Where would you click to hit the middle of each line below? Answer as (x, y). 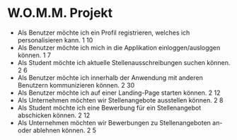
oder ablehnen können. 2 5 (57, 130)
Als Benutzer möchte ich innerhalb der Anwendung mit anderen (110, 77)
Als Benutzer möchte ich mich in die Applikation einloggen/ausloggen (119, 47)
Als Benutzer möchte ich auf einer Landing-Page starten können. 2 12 (119, 93)
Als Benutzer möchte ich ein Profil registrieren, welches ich (104, 33)
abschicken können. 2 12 (54, 115)
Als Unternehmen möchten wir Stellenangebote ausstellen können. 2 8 (120, 100)
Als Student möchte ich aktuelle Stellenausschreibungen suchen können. (124, 62)
